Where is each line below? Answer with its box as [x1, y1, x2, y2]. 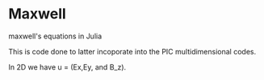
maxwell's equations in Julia [8, 31, 103, 41]
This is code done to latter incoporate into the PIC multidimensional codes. [8, 46, 257, 56]
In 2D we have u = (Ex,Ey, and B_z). [8, 62, 127, 72]
